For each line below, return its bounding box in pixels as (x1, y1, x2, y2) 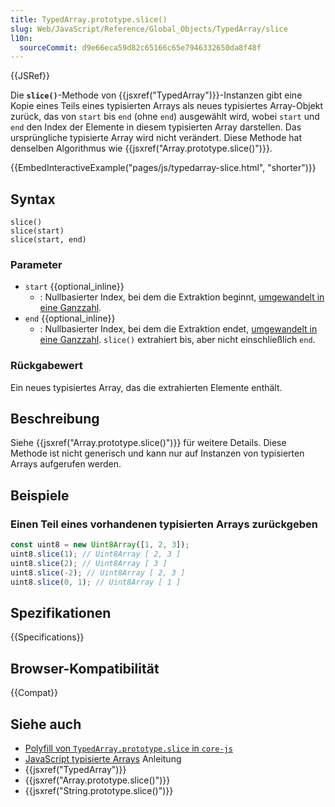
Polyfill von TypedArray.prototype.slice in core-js (24, 742, 233, 754)
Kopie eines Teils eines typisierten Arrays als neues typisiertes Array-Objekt (10, 100, 324, 112)
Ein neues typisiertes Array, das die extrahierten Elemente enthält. (10, 381, 283, 393)
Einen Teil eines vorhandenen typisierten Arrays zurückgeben (10, 517, 318, 531)
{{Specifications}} (10, 631, 85, 643)
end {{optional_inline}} (24, 312, 116, 325)
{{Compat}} (10, 687, 58, 699)
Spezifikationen (10, 604, 112, 621)
